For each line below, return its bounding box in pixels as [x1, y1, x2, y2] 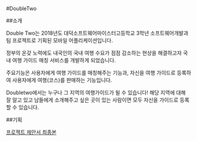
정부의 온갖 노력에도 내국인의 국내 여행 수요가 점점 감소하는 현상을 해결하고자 [6, 49, 182, 56]
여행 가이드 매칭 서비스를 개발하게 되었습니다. [12, 57, 116, 63]
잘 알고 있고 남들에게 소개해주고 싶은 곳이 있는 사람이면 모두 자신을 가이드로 [6, 96, 179, 103]
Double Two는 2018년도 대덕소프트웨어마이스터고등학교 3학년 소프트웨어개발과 [6, 29, 189, 36]
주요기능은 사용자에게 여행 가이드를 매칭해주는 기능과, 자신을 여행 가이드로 [6, 69, 176, 76]
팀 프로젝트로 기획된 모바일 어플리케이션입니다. [6, 37, 113, 43]
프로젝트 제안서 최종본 [6, 129, 57, 136]
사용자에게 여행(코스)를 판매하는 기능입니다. [12, 76, 112, 83]
